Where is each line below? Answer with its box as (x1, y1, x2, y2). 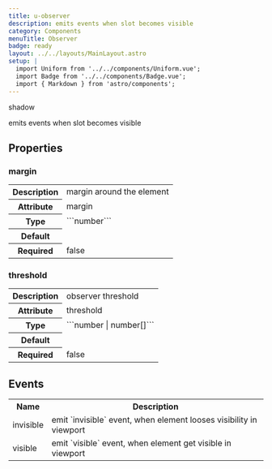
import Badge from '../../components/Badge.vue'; (15, 72, 186, 80)
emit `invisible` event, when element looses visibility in (51, 415, 257, 426)
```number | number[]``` (66, 320, 155, 331)
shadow (8, 102, 35, 112)
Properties (8, 141, 63, 155)
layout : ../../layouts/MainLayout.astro (8, 49, 147, 58)
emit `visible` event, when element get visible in (51, 437, 232, 449)
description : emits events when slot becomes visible (8, 19, 194, 28)
